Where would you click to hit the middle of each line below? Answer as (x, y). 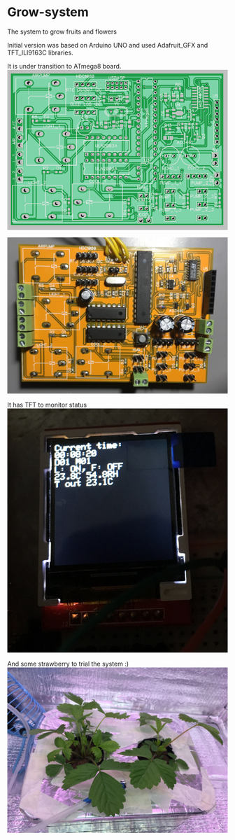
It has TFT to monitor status (47, 405)
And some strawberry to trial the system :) (68, 664)
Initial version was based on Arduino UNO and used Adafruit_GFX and (108, 45)
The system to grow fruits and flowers (62, 31)
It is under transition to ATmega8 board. (64, 66)
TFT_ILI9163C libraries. (40, 52)
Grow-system (48, 12)
